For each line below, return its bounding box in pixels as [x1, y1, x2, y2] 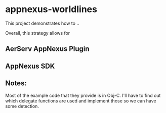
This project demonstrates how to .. [5, 20, 79, 26]
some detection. [5, 103, 39, 109]
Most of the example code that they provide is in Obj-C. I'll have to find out [5, 92, 161, 98]
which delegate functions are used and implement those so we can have [5, 97, 156, 104]
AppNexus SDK [5, 62, 55, 70]
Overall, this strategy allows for [5, 30, 70, 36]
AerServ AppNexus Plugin [5, 44, 90, 53]
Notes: [5, 79, 27, 88]
